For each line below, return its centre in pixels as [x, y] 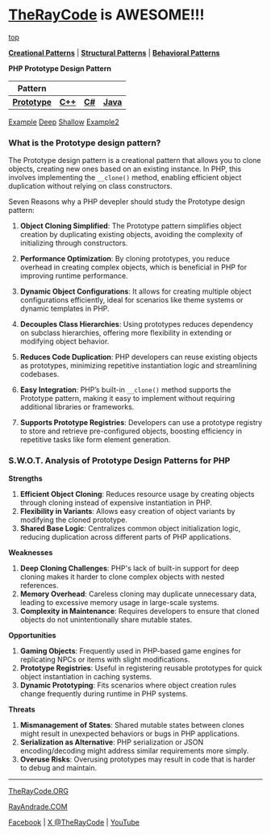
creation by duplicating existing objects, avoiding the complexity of [131, 235]
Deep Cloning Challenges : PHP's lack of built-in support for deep [129, 568]
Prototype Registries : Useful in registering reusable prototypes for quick [141, 668]
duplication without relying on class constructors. [90, 186]
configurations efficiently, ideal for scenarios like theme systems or [131, 300]
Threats [22, 709]
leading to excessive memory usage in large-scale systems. [119, 602]
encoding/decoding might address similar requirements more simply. [134, 750]
